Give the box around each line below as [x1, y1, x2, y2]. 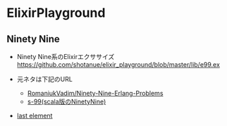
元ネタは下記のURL [16, 75, 73, 83]
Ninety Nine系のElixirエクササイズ [16, 53, 115, 61]
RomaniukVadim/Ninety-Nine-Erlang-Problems [27, 89, 164, 97]
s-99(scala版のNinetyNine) [27, 97, 106, 106]
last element [16, 111, 53, 120]
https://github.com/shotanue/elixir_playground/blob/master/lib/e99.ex [16, 61, 220, 68]
